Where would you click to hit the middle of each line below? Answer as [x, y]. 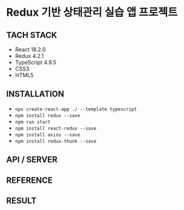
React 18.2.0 [30, 49]
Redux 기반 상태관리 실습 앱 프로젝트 [92, 12]
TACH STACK [32, 35]
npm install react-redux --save [56, 128]
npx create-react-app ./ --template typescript [76, 109]
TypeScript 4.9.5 [36, 62]
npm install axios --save [47, 135]
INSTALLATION [35, 94]
